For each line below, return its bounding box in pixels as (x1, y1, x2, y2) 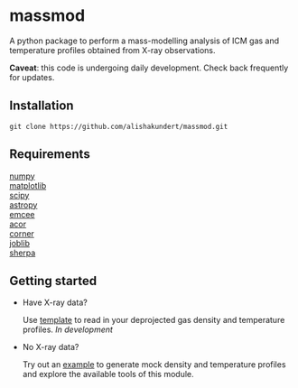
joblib (9, 237, 30, 248)
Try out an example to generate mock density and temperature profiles (22, 359, 286, 370)
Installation (9, 98, 74, 114)
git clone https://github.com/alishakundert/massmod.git (9, 122, 228, 131)
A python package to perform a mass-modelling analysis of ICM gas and (9, 35, 280, 46)
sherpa (9, 247, 36, 258)
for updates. (9, 71, 55, 82)
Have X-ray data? (22, 297, 88, 308)
